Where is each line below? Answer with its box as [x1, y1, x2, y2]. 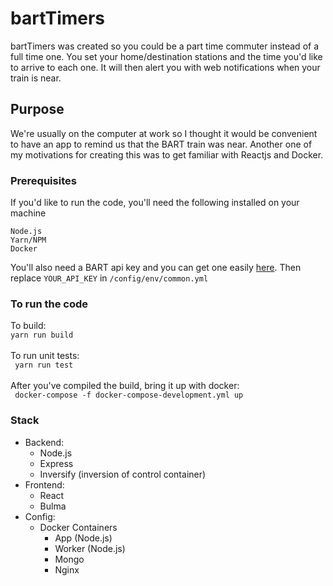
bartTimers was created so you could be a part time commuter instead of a [10, 40, 320, 52]
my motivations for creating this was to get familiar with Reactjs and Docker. [10, 148, 324, 161]
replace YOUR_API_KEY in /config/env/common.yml [10, 272, 209, 284]
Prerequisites [10, 173, 77, 187]
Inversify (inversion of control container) [39, 468, 207, 480]
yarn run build [10, 330, 74, 341]
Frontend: [24, 478, 65, 491]
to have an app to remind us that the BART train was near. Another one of [10, 138, 313, 150]
